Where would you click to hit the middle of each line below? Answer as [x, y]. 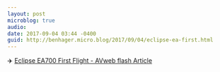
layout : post [27, 14]
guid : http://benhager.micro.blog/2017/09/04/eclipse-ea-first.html [110, 40]
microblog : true [31, 20]
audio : [17, 27]
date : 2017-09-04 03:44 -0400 [52, 34]
